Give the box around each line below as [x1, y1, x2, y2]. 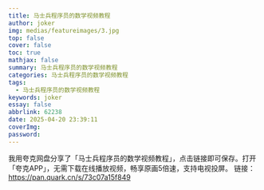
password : [8, 130, 41, 138]
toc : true [8, 49, 41, 57]
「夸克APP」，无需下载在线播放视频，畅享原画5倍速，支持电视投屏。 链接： [8, 163, 255, 172]
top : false [8, 34, 45, 42]
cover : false [8, 42, 52, 49]
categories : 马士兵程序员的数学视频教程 [8, 71, 129, 79]
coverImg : [8, 123, 41, 131]
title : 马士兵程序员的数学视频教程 [8, 11, 111, 20]
